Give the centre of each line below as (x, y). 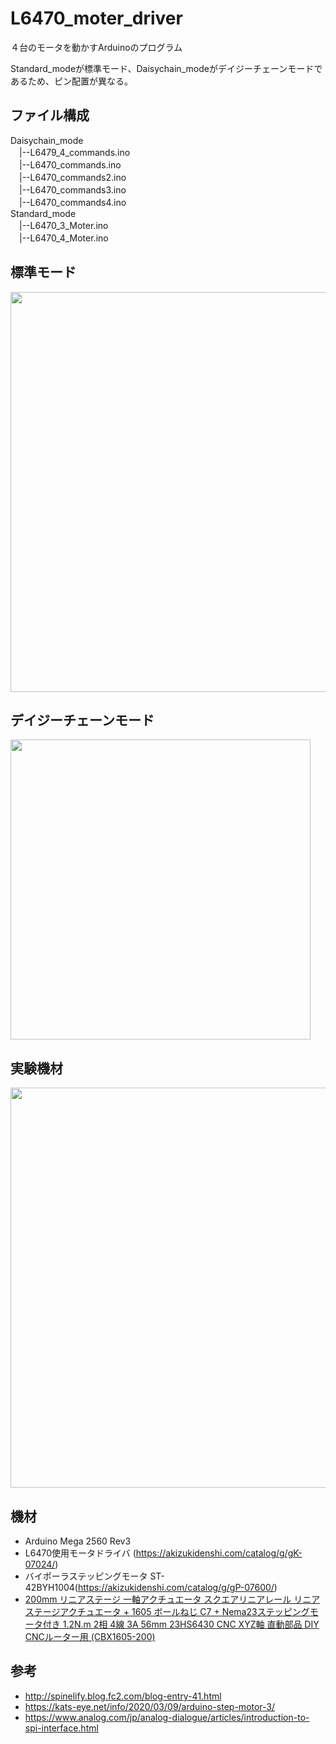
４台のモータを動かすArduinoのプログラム (96, 47)
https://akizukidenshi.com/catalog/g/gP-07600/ (176, 1587)
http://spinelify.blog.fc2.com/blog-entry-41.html (123, 1696)
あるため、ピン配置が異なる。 (71, 81)
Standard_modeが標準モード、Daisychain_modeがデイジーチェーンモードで (166, 68)
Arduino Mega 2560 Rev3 (78, 1541)
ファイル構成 (50, 115)
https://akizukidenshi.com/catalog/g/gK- (219, 1553)
